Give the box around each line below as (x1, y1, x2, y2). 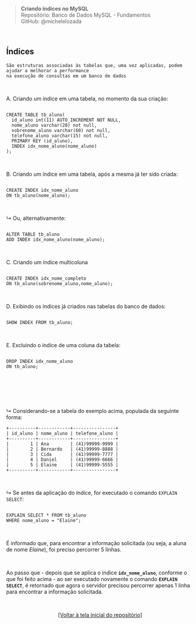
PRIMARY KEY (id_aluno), (11, 137, 73, 144)
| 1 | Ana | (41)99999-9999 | (6, 441, 119, 447)
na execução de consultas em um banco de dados (6, 73, 127, 79)
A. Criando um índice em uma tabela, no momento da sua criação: (6, 95, 169, 102)
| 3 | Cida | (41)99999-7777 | (6, 451, 119, 457)
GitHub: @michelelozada (20, 18, 82, 25)
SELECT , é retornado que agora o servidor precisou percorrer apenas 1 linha (6, 582, 191, 589)
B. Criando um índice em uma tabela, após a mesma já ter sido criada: (6, 170, 178, 178)
